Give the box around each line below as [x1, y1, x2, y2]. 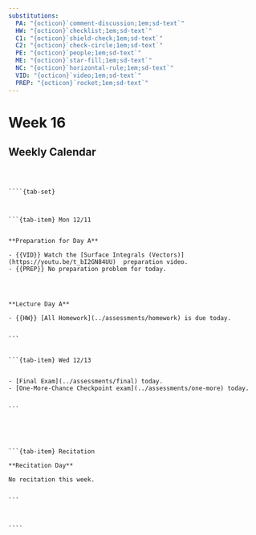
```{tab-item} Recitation [8, 447, 95, 456]
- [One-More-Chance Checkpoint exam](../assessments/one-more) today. [8, 384, 250, 392]
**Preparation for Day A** [8, 237, 99, 245]
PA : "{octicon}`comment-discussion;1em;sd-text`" [15, 19, 185, 27]
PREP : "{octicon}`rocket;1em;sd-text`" [15, 79, 149, 87]
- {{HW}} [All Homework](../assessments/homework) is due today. [8, 314, 231, 322]
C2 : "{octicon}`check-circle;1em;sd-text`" [15, 42, 163, 50]
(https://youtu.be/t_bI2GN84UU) [8, 257, 116, 265]
